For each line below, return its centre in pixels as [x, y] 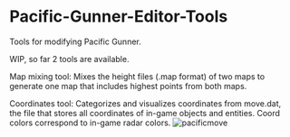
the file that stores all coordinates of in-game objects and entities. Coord [145, 113]
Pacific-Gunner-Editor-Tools [119, 17]
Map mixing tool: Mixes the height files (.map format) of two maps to [137, 76]
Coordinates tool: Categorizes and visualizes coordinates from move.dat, [145, 103]
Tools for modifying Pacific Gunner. [76, 41]
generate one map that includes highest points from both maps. [128, 86]
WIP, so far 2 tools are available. [69, 59]
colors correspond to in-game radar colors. [90, 123]
